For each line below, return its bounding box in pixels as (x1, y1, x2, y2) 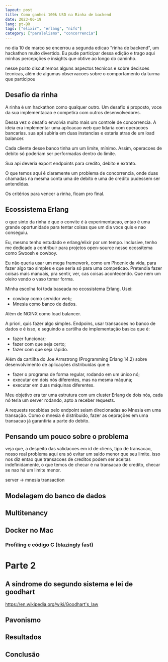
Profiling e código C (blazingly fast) (5, 541, 94, 548)
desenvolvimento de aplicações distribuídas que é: (5, 361, 111, 367)
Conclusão (5, 650, 40, 658)
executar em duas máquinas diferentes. (12, 382, 95, 388)
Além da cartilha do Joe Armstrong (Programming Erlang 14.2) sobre (5, 356, 147, 362)
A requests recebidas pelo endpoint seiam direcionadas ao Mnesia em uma (5, 407, 161, 413)
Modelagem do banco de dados (5, 491, 107, 500)
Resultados (5, 633, 42, 642)
